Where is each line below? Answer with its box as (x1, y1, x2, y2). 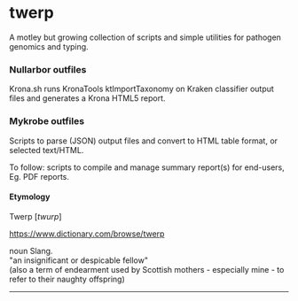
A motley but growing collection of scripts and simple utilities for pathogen (9, 32, 282, 42)
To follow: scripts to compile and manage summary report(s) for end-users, (9, 162, 286, 173)
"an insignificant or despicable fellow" (9, 255, 149, 266)
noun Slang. (9, 245, 53, 256)
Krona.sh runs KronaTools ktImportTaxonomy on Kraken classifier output (9, 83, 275, 95)
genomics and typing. (9, 41, 89, 51)
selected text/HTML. (9, 144, 84, 155)
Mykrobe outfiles (9, 115, 85, 127)
